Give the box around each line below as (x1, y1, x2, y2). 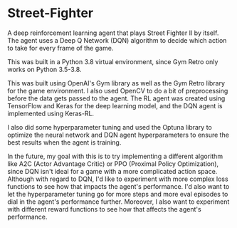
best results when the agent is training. (7, 138, 122, 147)
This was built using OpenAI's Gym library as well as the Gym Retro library (7, 78, 226, 87)
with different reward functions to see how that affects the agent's (7, 204, 201, 213)
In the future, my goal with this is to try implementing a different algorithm (7, 152, 223, 160)
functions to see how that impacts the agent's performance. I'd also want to (7, 182, 230, 190)
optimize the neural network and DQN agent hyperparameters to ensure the (7, 130, 230, 139)
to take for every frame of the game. (7, 43, 114, 52)
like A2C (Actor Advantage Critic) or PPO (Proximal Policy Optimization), (7, 159, 219, 168)
